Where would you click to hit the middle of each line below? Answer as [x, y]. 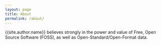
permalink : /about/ [25, 18]
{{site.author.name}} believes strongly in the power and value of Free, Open [80, 32]
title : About [18, 14]
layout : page [18, 9]
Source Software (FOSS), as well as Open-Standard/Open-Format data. [76, 37]
